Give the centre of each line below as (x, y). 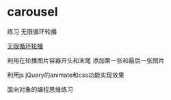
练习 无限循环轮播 (32, 31)
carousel (32, 12)
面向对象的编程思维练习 (40, 89)
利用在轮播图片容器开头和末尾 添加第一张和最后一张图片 (86, 60)
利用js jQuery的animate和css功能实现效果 (66, 75)
